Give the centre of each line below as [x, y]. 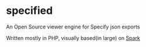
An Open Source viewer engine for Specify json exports [73, 27]
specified [29, 11]
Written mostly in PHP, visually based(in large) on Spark [73, 38]
